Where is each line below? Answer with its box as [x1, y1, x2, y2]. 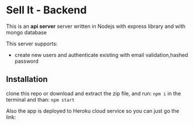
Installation [6, 74, 48, 84]
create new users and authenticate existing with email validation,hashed [14, 51, 188, 58]
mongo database [6, 28, 47, 35]
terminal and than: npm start [6, 96, 75, 103]
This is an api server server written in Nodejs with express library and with [6, 23, 186, 30]
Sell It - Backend [6, 3, 87, 17]
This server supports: [6, 40, 58, 47]
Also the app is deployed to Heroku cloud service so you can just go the [6, 107, 179, 114]
